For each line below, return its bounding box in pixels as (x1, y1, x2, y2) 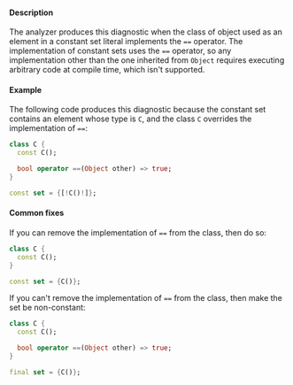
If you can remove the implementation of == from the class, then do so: (9, 227, 267, 238)
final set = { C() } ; (9, 367, 81, 376)
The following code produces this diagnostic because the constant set (9, 104, 266, 115)
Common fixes (9, 208, 65, 219)
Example (9, 84, 42, 95)
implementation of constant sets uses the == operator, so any (9, 45, 232, 57)
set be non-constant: (9, 302, 86, 313)
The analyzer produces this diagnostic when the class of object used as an (9, 27, 283, 37)
